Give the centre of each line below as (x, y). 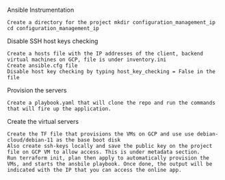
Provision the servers (37, 90)
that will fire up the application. (59, 109)
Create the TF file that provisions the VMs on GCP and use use (101, 134)
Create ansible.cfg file (42, 66)
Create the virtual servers (43, 121)
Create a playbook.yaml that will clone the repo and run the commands (111, 103)
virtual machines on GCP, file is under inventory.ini (87, 60)
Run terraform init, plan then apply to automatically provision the (108, 158)
